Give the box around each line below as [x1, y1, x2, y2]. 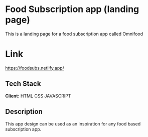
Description [5, 107, 43, 116]
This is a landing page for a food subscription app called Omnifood [5, 31, 143, 37]
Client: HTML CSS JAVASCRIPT [5, 93, 71, 99]
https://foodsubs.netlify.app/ [5, 65, 64, 71]
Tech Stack [5, 79, 41, 88]
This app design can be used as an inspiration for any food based [5, 120, 141, 126]
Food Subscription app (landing [5, 4, 139, 15]
